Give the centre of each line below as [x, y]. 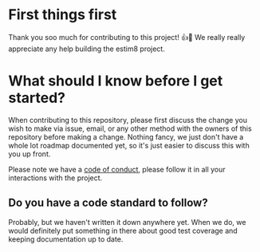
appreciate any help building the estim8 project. [87, 49]
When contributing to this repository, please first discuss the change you [128, 120]
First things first [63, 15]
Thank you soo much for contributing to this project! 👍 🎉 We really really [127, 37]
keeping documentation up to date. [66, 239]
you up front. [30, 154]
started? [37, 98]
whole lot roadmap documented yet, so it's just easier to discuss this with [129, 145]
